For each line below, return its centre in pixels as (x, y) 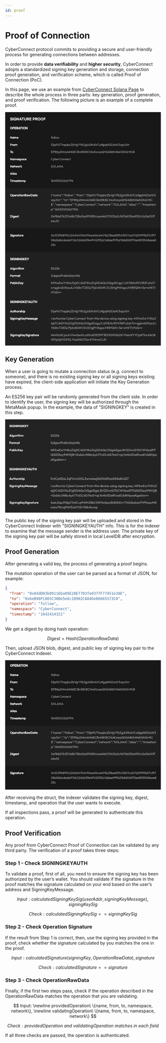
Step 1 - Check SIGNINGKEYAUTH (46, 863)
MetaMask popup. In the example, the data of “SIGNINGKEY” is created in (80, 407)
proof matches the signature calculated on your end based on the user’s (79, 884)
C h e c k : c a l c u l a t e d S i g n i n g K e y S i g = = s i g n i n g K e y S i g (83, 914)
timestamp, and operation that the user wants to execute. (63, 803)
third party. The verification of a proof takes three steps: (62, 850)
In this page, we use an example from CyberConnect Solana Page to (75, 89)
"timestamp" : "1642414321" (37, 614)
